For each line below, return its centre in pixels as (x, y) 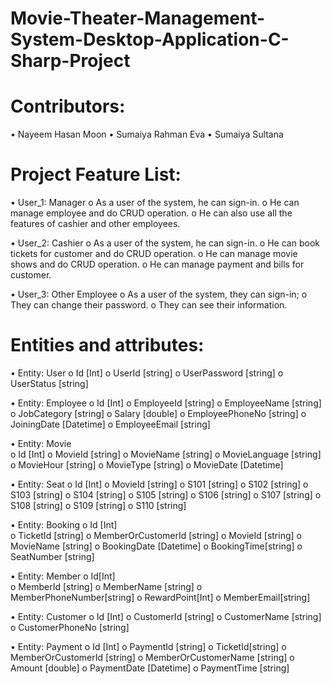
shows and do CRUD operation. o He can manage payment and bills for (157, 264)
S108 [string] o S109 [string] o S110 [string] (98, 505)
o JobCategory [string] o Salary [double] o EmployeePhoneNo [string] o (158, 413)
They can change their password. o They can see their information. (149, 305)
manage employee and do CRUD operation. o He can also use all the (151, 213)
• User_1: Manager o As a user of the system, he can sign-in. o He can (155, 203)
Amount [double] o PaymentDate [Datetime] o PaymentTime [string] (150, 668)
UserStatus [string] (49, 383)
